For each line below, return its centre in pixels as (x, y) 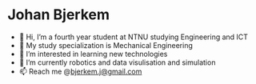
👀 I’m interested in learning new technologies (93, 54)
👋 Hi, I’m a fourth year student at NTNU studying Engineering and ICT (134, 37)
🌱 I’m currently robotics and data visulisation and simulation (117, 62)
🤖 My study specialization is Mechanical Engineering (106, 45)
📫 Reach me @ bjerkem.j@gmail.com (80, 71)
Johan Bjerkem (58, 15)
